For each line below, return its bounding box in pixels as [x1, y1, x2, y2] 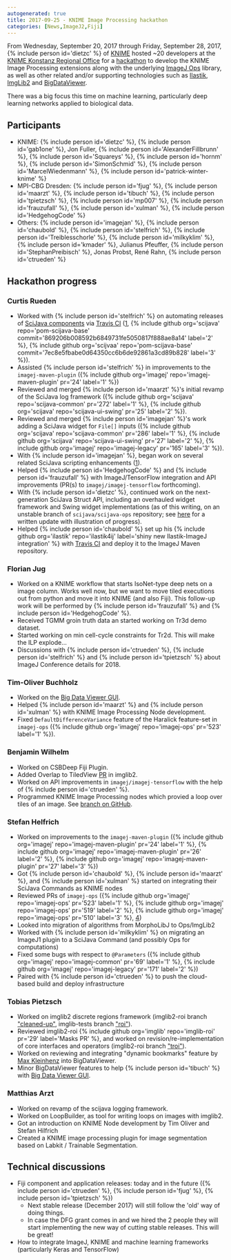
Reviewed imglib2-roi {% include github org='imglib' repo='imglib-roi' [17, 1027, 215, 1035]
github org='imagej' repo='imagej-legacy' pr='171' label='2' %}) [17, 965, 199, 973]
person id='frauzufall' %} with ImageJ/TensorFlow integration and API [17, 473, 217, 481]
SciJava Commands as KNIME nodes [17, 884, 123, 892]
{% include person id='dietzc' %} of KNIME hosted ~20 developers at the [7, 49, 216, 57]
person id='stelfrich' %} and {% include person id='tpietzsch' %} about [17, 653, 221, 661]
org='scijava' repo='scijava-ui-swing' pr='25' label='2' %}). [17, 407, 188, 415]
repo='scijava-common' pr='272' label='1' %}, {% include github [17, 399, 201, 408]
